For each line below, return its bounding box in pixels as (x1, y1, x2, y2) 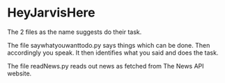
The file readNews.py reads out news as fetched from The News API (7, 62, 204, 70)
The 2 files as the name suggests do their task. (7, 28, 142, 36)
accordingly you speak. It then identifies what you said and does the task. (7, 48, 219, 57)
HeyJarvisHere (7, 5, 95, 21)
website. (7, 69, 32, 77)
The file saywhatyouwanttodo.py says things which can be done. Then (7, 41, 210, 49)
